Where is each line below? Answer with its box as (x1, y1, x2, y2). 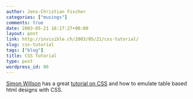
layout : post (6, 31, 38, 37)
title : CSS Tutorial (6, 53, 57, 59)
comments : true (6, 20, 44, 25)
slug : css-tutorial (6, 42, 54, 48)
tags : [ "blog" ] (6, 47, 44, 53)
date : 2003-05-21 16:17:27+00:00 (6, 25, 89, 31)
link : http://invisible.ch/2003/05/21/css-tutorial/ (6, 36, 139, 42)
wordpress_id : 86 (6, 63, 49, 70)
